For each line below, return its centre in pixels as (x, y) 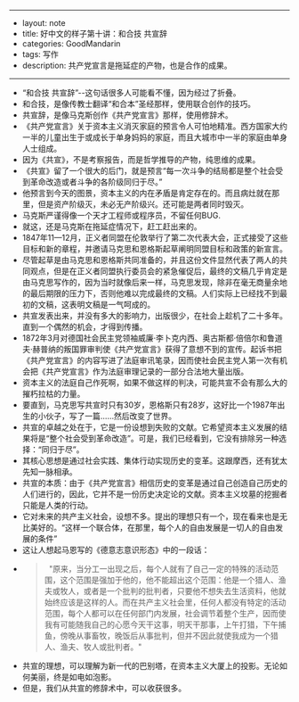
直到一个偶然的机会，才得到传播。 (85, 327)
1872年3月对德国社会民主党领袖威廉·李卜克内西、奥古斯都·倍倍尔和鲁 (149, 338)
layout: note (44, 23)
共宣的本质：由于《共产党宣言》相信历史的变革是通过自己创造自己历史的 (154, 483)
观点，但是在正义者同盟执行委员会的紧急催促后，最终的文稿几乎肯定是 (158, 271)
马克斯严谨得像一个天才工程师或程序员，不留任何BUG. (121, 215)
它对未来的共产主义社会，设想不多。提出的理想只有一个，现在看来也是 (151, 516)
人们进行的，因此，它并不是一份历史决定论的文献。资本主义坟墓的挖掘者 (154, 494)
